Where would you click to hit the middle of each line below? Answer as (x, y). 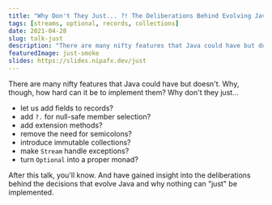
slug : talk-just (36, 38)
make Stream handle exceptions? (74, 151)
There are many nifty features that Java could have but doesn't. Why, (124, 84)
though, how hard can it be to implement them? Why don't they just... (123, 92)
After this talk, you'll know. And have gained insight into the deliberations (130, 175)
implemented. (31, 192)
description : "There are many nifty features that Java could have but (132, 46)
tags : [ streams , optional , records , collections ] (94, 23)
